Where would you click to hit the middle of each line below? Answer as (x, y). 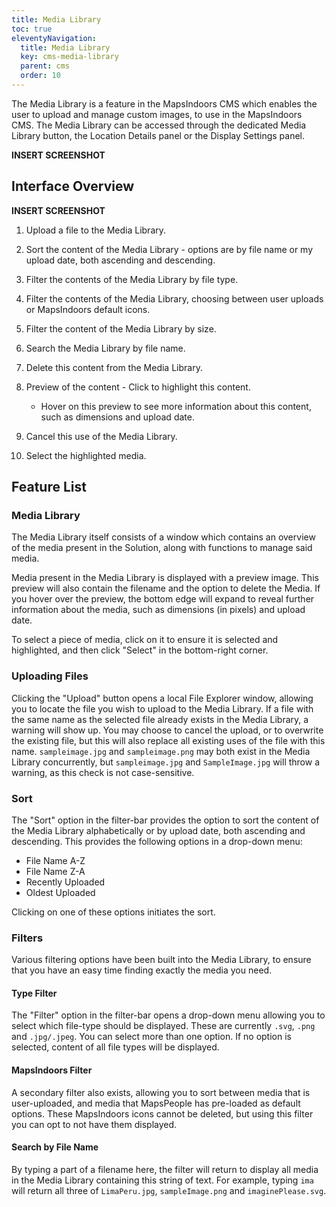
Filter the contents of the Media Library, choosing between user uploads (174, 298)
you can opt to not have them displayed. (94, 1124)
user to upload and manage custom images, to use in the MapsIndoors (157, 114)
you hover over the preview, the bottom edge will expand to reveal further (163, 599)
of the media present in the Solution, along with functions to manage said (162, 548)
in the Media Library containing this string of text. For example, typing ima (162, 1180)
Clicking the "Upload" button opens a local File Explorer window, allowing (162, 698)
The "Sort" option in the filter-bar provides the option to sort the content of (165, 820)
